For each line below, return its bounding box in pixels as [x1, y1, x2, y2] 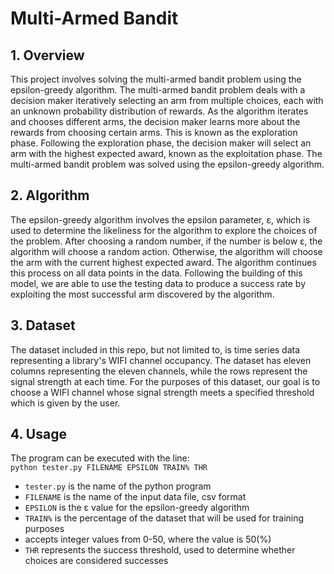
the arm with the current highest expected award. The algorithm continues [10, 256, 317, 268]
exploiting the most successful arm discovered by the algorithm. [10, 288, 275, 300]
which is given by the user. [10, 397, 121, 409]
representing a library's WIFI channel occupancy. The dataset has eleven [10, 354, 312, 366]
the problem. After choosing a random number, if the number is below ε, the [10, 235, 323, 247]
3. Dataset [10, 317, 76, 334]
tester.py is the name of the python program [24, 480, 212, 492]
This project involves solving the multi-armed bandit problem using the [10, 73, 302, 85]
